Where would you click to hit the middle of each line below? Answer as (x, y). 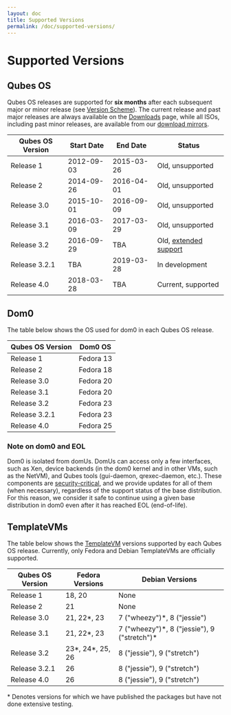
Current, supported (188, 284)
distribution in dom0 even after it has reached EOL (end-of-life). (97, 505)
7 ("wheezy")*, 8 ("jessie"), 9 (166, 629)
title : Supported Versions (46, 20)
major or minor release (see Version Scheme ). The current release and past (114, 110)
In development (182, 265)
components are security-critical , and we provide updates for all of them (110, 484)
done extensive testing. (40, 704)
